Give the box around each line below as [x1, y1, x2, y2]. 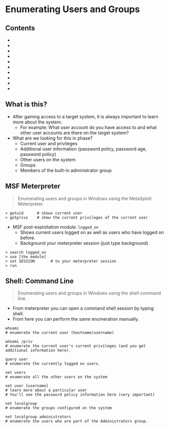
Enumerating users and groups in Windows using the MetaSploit [17, 195, 152, 201]
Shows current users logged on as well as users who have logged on [20, 229, 164, 235]
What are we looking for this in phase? [12, 135, 93, 141]
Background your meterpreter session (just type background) [20, 240, 148, 246]
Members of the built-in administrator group [20, 167, 112, 173]
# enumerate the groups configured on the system [5, 406, 112, 411]
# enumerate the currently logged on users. [5, 361, 101, 366]
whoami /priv [5, 339, 33, 345]
